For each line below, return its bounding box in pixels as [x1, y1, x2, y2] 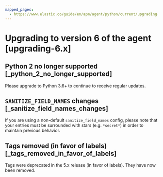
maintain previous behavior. [5, 127, 61, 134]
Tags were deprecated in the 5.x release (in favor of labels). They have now [5, 162, 156, 168]
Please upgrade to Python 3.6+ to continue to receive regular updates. [5, 83, 146, 88]
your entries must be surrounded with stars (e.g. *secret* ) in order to [5, 123, 144, 128]
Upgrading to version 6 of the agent [5, 33, 151, 44]
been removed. [5, 167, 35, 173]
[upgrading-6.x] [5, 43, 71, 54]
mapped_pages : [5, 7, 34, 12]
